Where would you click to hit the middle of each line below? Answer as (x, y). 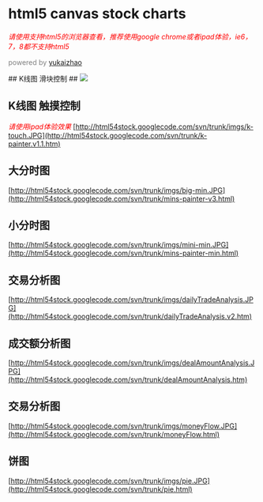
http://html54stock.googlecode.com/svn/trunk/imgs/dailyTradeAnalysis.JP (132, 300)
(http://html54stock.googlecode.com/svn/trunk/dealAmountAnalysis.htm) (128, 379)
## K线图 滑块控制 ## (43, 78)
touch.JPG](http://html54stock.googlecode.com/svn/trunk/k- (108, 135)
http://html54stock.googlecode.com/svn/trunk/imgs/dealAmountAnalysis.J (133, 363)
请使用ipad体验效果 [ (42, 126)
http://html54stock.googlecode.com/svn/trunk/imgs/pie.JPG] (111, 481)
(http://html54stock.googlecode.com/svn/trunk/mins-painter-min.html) (124, 253)
